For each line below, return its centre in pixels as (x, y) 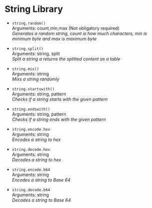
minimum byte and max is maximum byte (54, 39)
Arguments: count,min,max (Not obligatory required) (66, 28)
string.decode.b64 (31, 190)
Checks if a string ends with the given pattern (59, 119)
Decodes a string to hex (36, 159)
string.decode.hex (31, 149)
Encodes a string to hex (36, 139)
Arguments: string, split (36, 54)
